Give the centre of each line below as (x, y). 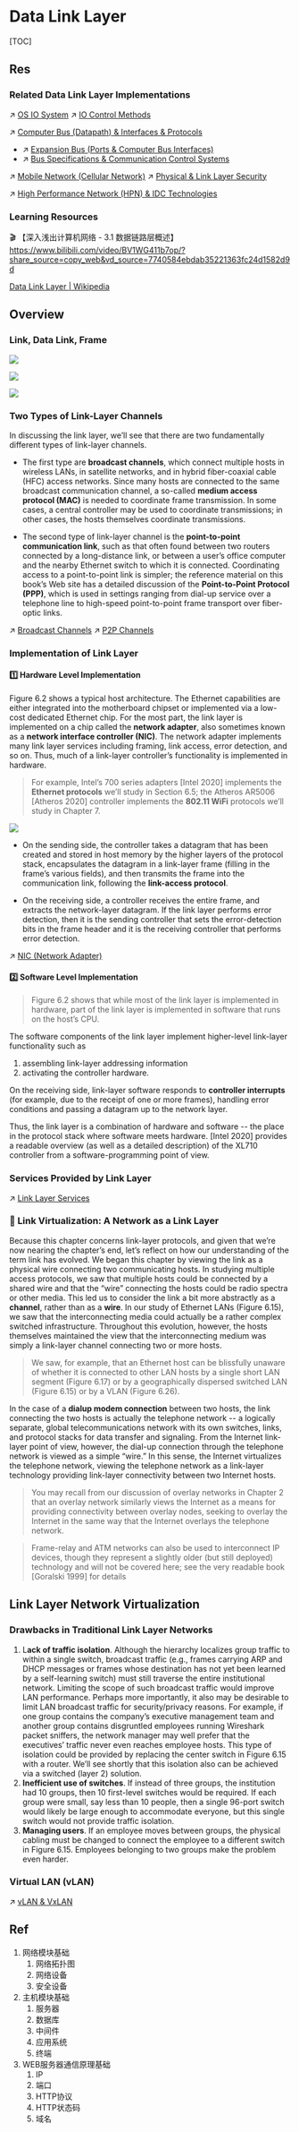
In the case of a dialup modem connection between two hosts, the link (140, 1408)
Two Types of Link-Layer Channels (86, 415)
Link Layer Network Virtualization (105, 1605)
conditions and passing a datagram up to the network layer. (119, 1109)
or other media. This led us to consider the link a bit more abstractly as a (142, 1297)
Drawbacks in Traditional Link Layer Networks (111, 1630)
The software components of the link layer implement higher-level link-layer (149, 1037)
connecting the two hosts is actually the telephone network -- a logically (142, 1417)
